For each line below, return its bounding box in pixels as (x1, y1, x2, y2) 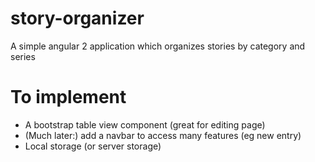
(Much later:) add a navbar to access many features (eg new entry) (24, 129, 302, 141)
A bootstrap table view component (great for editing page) (24, 118, 266, 131)
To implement (10, 86, 127, 109)
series (10, 50, 36, 62)
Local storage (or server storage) (24, 140, 162, 152)
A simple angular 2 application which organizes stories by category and (10, 40, 306, 52)
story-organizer (10, 7, 145, 30)
